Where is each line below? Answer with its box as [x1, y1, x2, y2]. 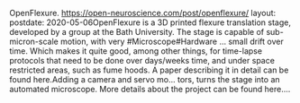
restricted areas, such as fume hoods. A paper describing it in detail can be [9, 64, 289, 75]
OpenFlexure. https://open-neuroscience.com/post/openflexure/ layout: [9, 8, 277, 18]
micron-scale [9, 36, 59, 47]
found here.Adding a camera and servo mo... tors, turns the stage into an [9, 74, 281, 84]
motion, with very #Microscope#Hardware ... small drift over [59, 36, 284, 47]
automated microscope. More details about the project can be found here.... [9, 84, 291, 94]
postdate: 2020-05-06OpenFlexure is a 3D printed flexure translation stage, [9, 17, 291, 28]
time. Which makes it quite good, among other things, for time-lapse [9, 46, 263, 56]
